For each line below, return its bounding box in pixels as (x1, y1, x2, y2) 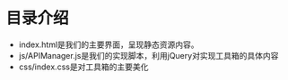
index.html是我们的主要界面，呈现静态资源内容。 (18, 39, 200, 50)
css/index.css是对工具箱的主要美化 (18, 61, 149, 72)
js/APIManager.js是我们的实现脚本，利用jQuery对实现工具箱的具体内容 (18, 50, 279, 60)
